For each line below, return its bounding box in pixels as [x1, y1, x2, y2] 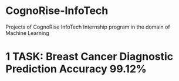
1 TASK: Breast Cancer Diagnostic [5, 50, 174, 64]
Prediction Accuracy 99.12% [5, 62, 147, 76]
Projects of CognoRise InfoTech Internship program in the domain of [5, 23, 171, 30]
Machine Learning [5, 29, 49, 36]
